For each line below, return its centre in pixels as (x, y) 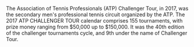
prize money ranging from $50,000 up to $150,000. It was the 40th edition (95, 27)
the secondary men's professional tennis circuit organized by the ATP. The (96, 15)
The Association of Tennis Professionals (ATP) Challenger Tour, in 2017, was (97, 8)
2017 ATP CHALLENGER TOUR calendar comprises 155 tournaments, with (94, 21)
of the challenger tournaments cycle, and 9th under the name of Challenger (97, 33)
